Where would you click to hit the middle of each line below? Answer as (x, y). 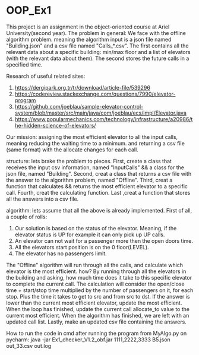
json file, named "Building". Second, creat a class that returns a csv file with (99, 173)
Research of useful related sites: (46, 76)
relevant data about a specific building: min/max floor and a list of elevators (99, 52)
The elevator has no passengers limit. (61, 253)
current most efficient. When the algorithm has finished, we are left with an (98, 315)
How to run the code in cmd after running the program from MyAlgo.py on (97, 333)
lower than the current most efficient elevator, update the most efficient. (94, 303)
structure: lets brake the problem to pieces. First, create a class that (89, 161)
